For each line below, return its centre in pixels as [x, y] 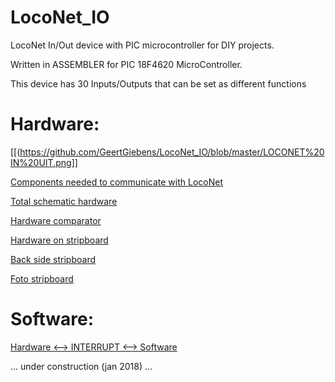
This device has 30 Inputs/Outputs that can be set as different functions [158, 83]
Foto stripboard [42, 278]
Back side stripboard [53, 259]
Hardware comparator [56, 220]
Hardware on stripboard [59, 240]
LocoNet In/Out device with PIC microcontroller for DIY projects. [142, 45]
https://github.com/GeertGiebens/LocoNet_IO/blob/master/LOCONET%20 [172, 152]
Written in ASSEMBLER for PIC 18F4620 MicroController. [126, 64]
